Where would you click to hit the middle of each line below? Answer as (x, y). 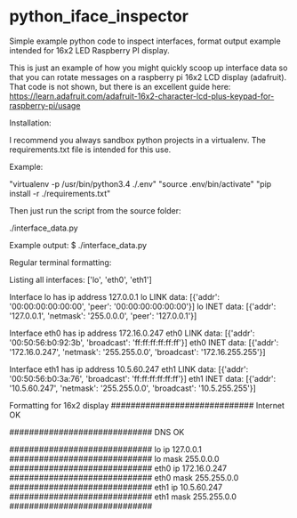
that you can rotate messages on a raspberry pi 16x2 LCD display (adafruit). (148, 77)
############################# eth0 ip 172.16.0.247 (118, 468)
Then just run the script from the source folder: (95, 210)
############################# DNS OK (97, 432)
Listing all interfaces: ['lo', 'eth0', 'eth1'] (81, 279)
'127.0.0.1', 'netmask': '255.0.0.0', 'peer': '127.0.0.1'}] (103, 316)
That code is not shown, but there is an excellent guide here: (120, 86)
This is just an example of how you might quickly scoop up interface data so (148, 68)
